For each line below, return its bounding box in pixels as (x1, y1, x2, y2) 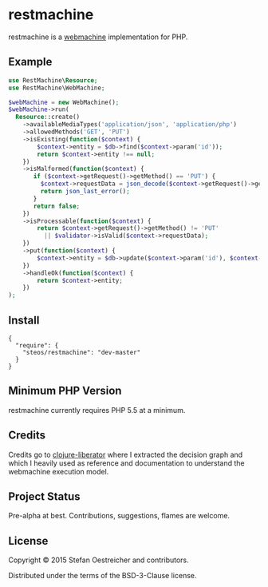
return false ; (33, 202, 81, 210)
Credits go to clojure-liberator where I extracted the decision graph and (8, 450, 243, 459)
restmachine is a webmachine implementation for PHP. (8, 32, 188, 42)
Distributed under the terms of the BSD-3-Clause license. (8, 571, 197, 581)
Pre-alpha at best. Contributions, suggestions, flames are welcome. (8, 511, 230, 521)
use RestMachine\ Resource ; (8, 76, 98, 85)
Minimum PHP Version (8, 384, 122, 398)
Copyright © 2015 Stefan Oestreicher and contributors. (8, 555, 189, 565)
